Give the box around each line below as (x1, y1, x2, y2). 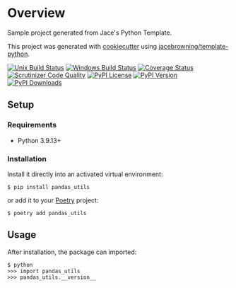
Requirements (7, 120, 57, 130)
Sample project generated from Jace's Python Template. (7, 28, 172, 37)
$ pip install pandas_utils (7, 183, 90, 190)
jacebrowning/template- (158, 42, 229, 50)
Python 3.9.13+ (17, 136, 61, 144)
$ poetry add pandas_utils (7, 209, 87, 217)
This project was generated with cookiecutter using (7, 42, 158, 50)
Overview (7, 5, 66, 21)
